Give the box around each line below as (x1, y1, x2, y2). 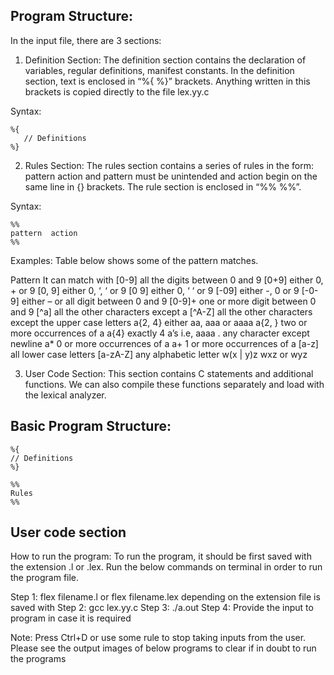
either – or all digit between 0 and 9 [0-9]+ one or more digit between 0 (21, 295, 317, 307)
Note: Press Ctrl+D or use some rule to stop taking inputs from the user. (10, 632, 307, 644)
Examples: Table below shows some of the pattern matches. (10, 254, 259, 266)
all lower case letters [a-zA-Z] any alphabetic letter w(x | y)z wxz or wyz (10, 348, 308, 360)
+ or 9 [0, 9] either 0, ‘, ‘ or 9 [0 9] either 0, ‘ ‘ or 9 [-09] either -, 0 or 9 (10, 284, 300, 296)
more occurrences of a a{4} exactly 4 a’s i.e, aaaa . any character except (10, 327, 310, 339)
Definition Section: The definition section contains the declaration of (24, 54, 307, 66)
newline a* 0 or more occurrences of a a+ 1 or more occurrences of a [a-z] (10, 337, 319, 349)
